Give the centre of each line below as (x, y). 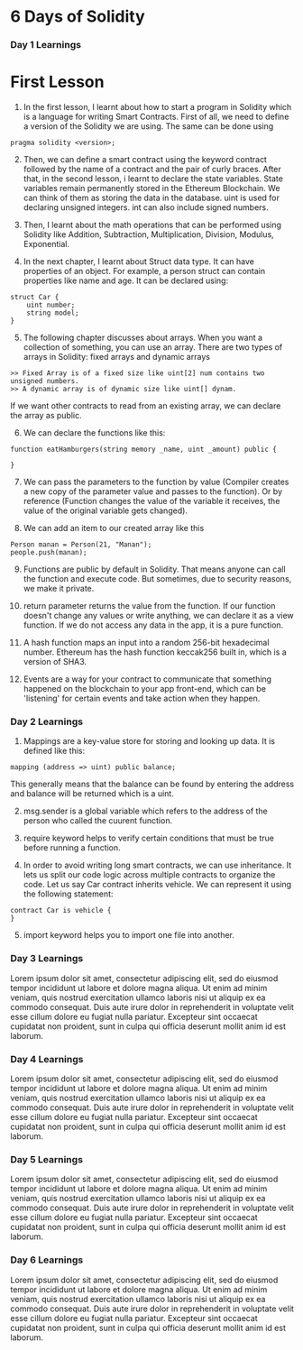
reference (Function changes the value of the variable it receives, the (151, 501)
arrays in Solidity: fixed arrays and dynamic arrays (117, 357)
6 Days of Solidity (78, 17)
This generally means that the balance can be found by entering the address (152, 784)
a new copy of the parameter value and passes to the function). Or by (153, 491)
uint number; (51, 305)
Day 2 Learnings (47, 721)
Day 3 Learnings (47, 959)
